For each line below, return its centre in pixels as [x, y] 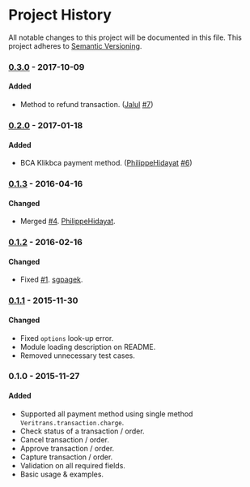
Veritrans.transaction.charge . [72, 422]
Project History [60, 15]
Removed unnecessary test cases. [77, 356]
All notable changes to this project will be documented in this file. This [125, 37]
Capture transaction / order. [66, 457]
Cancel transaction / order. [65, 439]
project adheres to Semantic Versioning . [75, 45]
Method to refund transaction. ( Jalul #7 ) [87, 105]
